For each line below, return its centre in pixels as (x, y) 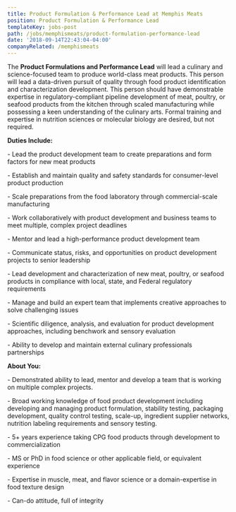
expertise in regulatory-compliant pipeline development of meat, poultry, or (116, 97)
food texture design (36, 487)
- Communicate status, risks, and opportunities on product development (112, 252)
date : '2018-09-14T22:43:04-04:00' (60, 40)
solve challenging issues (43, 310)
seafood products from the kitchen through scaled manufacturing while (111, 104)
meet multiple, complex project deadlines (67, 225)
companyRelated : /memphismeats (53, 47)
